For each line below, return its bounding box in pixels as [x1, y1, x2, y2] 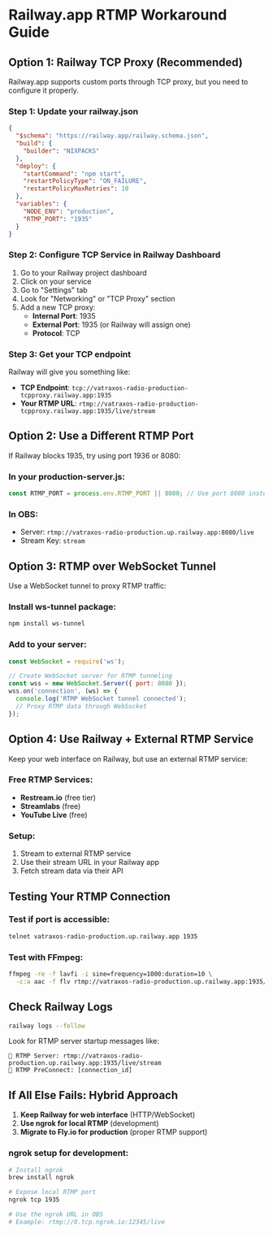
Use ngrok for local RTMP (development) [19, 1119, 159, 1128]
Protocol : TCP [32, 328, 80, 338]
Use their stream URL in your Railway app [19, 858, 160, 867]
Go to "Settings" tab [19, 285, 88, 294]
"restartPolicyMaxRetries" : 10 [23, 185, 129, 193]
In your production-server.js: [8, 471, 126, 482]
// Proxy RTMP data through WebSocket [15, 702, 148, 710]
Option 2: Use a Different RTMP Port [8, 429, 194, 443]
